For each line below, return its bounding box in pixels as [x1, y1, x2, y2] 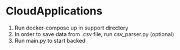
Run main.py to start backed [14, 37, 86, 44]
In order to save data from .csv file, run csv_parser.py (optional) [14, 30, 175, 37]
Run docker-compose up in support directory [14, 24, 129, 31]
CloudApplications [5, 4, 103, 18]
